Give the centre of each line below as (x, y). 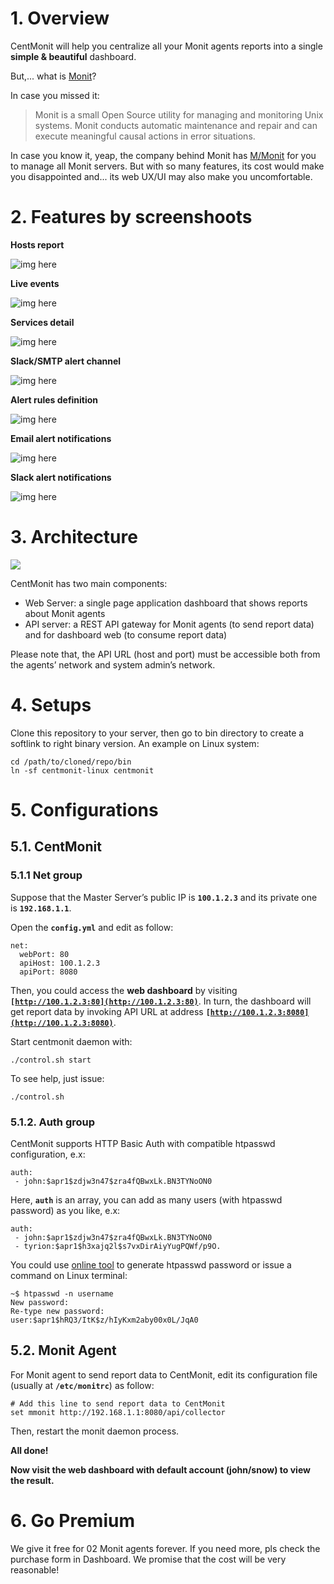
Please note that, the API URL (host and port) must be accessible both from (165, 654)
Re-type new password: (57, 1311)
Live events (35, 283)
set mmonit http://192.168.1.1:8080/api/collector (118, 1412)
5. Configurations (84, 809)
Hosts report (37, 244)
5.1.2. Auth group (53, 1122)
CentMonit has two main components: (89, 583)
